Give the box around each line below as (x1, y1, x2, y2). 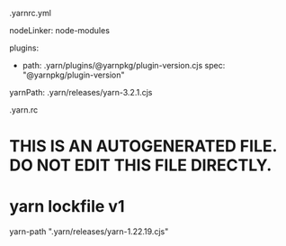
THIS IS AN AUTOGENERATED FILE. (9, 136, 277, 157)
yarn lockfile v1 (9, 196, 125, 217)
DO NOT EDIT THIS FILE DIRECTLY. (9, 155, 273, 176)
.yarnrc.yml (9, 8, 52, 18)
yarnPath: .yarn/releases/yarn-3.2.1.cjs (9, 87, 153, 97)
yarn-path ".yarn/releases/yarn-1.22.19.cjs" (9, 226, 169, 237)
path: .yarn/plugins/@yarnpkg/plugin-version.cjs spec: (22, 60, 226, 70)
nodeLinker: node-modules (9, 25, 111, 35)
